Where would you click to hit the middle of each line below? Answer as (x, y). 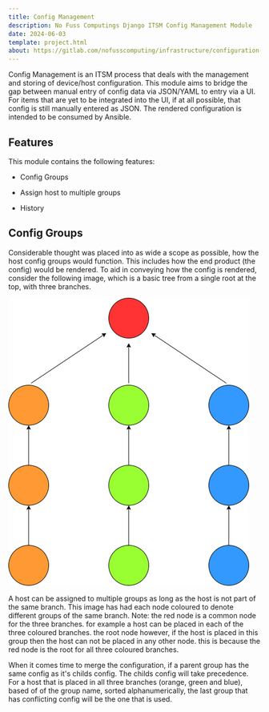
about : (19, 51)
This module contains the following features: (82, 161)
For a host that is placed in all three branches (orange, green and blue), (125, 682)
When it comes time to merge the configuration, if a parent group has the (129, 665)
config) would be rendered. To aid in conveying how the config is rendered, (133, 269)
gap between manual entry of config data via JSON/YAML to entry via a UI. (132, 91)
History (32, 207)
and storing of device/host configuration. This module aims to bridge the (128, 83)
